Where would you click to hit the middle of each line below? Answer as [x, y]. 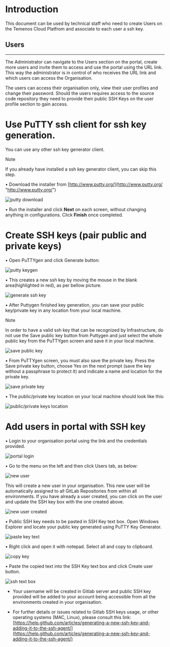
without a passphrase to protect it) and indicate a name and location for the [84, 371]
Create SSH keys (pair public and [76, 235]
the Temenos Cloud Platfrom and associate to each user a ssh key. [75, 28]
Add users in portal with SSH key [75, 426]
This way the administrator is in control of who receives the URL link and [81, 73]
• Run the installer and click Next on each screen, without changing [76, 209]
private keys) [33, 246]
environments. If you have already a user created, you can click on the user [84, 496]
